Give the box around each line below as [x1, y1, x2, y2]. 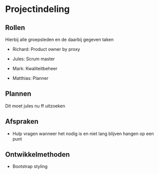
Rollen [5, 23, 25, 32]
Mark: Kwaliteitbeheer [12, 66, 58, 71]
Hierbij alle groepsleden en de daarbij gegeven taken [5, 36, 114, 42]
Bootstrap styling [12, 164, 48, 170]
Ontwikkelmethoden [5, 151, 70, 159]
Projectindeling [5, 3, 70, 15]
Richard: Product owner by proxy [12, 46, 81, 52]
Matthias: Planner [12, 75, 49, 81]
